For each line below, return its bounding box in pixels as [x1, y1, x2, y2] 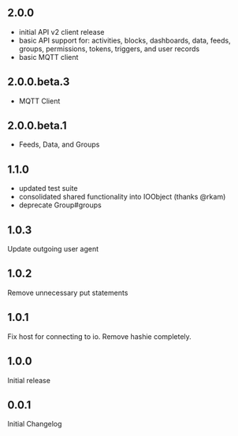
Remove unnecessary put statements [7, 288, 128, 297]
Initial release [7, 375, 50, 385]
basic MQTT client [18, 52, 79, 61]
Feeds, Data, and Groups [18, 140, 100, 149]
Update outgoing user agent [7, 244, 99, 254]
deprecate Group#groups [18, 200, 102, 210]
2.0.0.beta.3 [7, 75, 70, 89]
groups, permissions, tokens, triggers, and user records [18, 43, 200, 54]
